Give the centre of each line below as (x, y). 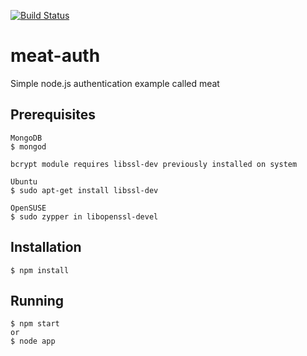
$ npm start (35, 324)
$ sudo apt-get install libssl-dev (84, 190)
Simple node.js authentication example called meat (115, 83)
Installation (46, 247)
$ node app (33, 341)
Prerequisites (53, 115)
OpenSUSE (28, 208)
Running (37, 300)
